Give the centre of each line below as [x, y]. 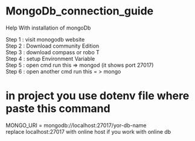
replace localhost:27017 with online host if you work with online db [88, 131]
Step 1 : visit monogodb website [45, 39]
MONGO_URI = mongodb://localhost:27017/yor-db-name [76, 125]
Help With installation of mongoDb [48, 28]
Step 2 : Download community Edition [53, 46]
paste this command [58, 109]
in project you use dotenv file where [97, 96]
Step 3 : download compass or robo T [53, 52]
